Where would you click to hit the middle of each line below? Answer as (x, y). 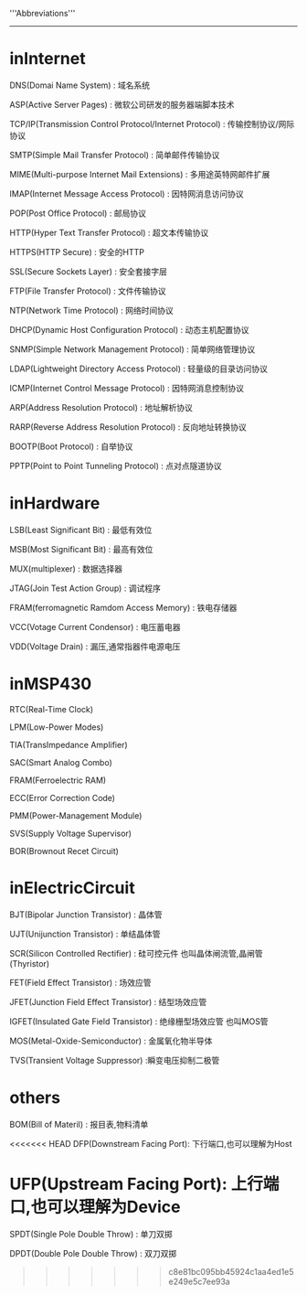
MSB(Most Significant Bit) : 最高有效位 (81, 549)
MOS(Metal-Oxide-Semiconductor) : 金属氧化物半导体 (111, 1041)
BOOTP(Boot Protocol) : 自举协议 (71, 446)
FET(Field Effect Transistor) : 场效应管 (80, 982)
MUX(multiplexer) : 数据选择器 (66, 568)
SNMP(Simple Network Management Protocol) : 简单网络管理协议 (132, 349)
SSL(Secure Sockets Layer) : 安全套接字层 (88, 271)
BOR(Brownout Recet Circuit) (64, 851)
